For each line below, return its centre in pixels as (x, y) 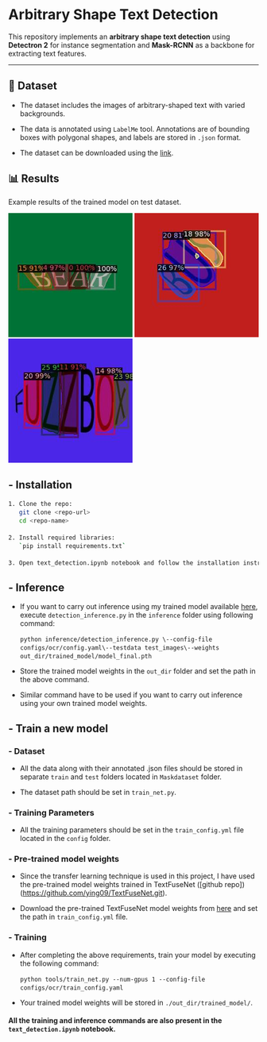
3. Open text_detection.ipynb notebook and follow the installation (124, 563)
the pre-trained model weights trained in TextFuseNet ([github (121, 885)
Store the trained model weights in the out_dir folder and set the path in (137, 671)
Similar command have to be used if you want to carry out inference (131, 695)
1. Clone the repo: (41, 504)
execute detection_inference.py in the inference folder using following (136, 615)
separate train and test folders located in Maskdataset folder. (121, 777)
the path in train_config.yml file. (74, 917)
